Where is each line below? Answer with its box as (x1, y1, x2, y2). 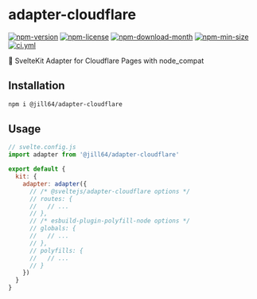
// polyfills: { (29, 246, 84, 254)
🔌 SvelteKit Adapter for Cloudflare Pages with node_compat (8, 56, 204, 65)
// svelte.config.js (8, 144, 77, 151)
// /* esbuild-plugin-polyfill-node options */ (29, 217, 191, 225)
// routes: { (29, 195, 73, 203)
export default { (8, 165, 66, 173)
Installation (8, 79, 65, 92)
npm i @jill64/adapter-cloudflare (8, 100, 123, 108)
